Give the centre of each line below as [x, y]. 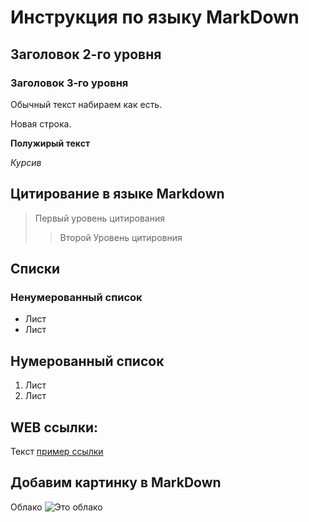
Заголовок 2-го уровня [86, 54]
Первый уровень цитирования [99, 218]
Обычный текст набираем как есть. [86, 104]
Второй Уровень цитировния [121, 237]
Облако [26, 507]
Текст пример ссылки [57, 451]
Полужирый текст [50, 143]
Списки [35, 269]
